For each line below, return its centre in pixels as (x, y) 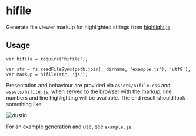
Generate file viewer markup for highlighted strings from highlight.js (88, 27)
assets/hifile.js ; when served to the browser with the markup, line (89, 91)
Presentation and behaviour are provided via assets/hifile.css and (88, 85)
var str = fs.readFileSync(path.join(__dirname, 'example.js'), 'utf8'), (99, 69)
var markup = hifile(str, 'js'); (47, 74)
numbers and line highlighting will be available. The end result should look (96, 97)
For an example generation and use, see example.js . (69, 127)
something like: (24, 104)
